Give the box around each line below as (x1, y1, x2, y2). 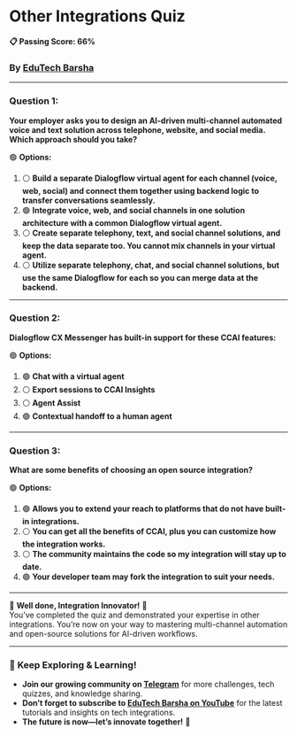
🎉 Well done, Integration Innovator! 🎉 (9, 600, 148, 611)
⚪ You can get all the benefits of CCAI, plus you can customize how (21, 526, 277, 537)
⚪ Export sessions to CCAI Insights (21, 383, 156, 395)
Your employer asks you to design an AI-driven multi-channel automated (9, 115, 283, 126)
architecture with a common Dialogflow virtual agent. (21, 217, 223, 228)
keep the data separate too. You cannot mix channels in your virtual (21, 240, 276, 251)
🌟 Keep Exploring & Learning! (9, 659, 137, 671)
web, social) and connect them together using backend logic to (21, 185, 259, 196)
